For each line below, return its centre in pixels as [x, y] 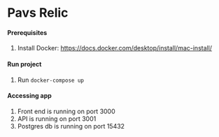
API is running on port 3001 [57, 118]
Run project [24, 64]
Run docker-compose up [50, 80]
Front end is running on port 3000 [66, 111]
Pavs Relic [38, 13]
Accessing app [30, 96]
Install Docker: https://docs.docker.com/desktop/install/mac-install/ [114, 48]
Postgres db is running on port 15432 [71, 126]
